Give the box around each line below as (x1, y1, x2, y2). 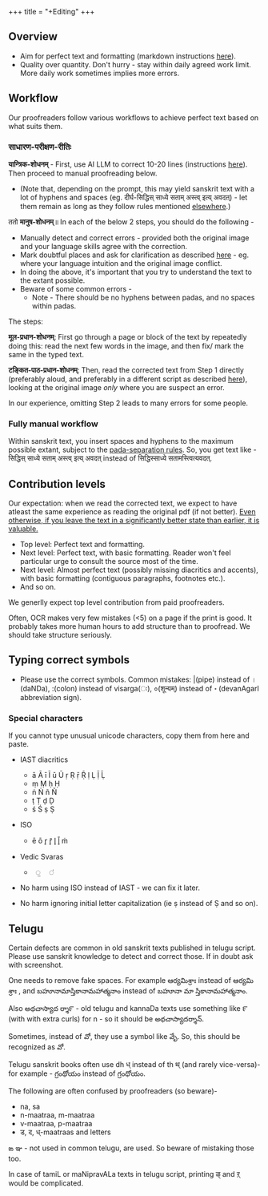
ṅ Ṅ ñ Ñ (31, 787, 58, 797)
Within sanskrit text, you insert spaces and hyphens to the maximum (8, 437, 234, 446)
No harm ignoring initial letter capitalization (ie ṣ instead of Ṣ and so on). (19, 899, 258, 908)
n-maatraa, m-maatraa (19, 1109, 95, 1120)
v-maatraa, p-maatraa (19, 1118, 93, 1128)
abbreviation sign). (19, 692, 82, 702)
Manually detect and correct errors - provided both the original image (19, 232, 250, 243)
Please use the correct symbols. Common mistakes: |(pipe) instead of (19, 675, 250, 684)
